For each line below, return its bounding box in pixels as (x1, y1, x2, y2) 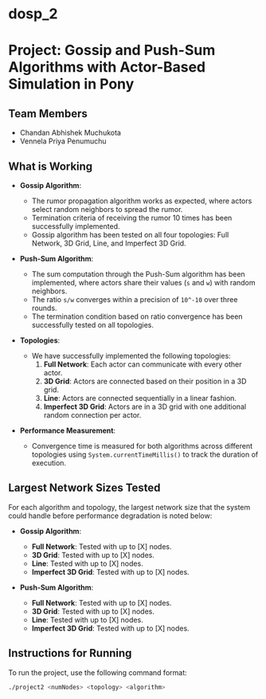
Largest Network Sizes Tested (8, 481, 161, 495)
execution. (31, 458, 66, 467)
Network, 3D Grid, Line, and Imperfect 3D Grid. (31, 238, 186, 248)
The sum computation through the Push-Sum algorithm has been (31, 269, 245, 279)
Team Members (8, 107, 88, 120)
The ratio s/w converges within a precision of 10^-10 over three (31, 295, 238, 304)
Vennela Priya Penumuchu (19, 136, 107, 146)
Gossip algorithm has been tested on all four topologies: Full (31, 230, 229, 239)
